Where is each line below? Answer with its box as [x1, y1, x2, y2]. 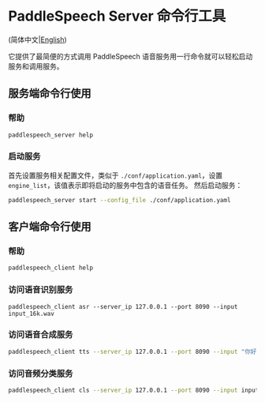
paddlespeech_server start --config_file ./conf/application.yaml [8, 196, 231, 204]
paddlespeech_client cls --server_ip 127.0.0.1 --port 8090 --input [8, 386, 238, 394]
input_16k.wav [8, 310, 55, 317]
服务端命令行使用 [8, 87, 91, 100]
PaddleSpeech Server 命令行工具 [8, 7, 226, 25]
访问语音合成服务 [8, 329, 73, 340]
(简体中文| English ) [8, 35, 67, 44]
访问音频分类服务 [8, 368, 73, 379]
